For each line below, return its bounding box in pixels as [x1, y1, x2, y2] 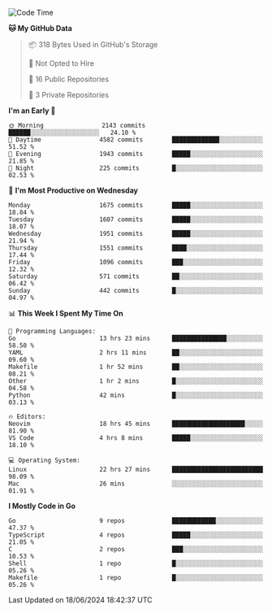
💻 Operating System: [8, 456, 81, 464]
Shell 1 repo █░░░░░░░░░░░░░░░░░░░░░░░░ [8, 559, 264, 567]
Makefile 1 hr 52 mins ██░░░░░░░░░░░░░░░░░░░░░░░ [8, 363, 264, 371]
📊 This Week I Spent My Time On [8, 309, 123, 318]
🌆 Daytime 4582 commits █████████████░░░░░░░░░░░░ [8, 136, 264, 144]
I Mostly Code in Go [8, 501, 76, 511]
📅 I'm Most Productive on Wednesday [8, 185, 138, 195]
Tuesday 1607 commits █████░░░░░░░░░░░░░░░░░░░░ [8, 215, 264, 224]
